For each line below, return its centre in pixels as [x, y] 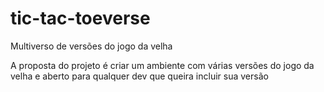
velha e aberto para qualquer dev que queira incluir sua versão [139, 76]
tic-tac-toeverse [80, 18]
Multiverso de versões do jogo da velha [91, 46]
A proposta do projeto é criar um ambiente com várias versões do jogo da [162, 65]
